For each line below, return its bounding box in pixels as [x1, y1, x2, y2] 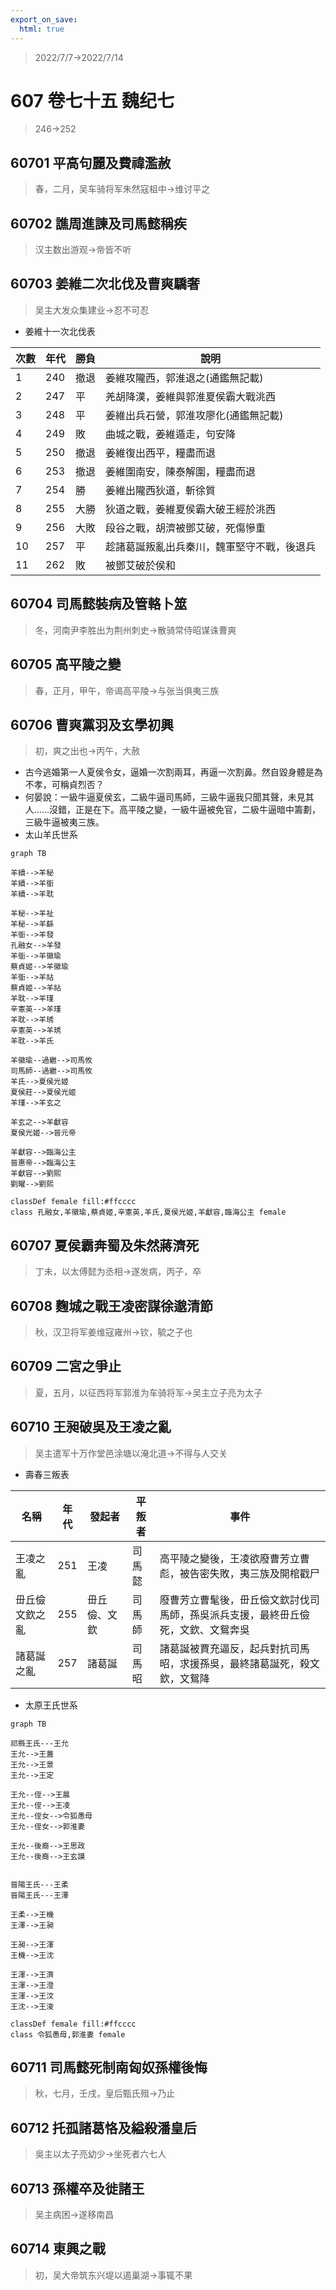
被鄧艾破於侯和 [105, 558, 177, 572]
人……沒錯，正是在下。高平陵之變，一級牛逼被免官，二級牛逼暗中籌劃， [24, 804, 321, 816]
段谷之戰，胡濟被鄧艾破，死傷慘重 [105, 521, 267, 535]
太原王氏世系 [24, 1699, 78, 1711]
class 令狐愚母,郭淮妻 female [10, 2029, 126, 2040]
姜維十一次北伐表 [24, 325, 96, 337]
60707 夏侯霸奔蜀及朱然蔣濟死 [10, 1237, 200, 1254]
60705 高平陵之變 [10, 656, 122, 673]
